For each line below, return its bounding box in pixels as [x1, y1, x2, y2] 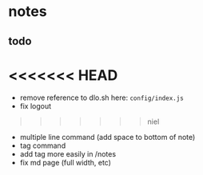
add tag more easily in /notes [19, 149, 117, 158]
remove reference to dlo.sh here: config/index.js [19, 93, 184, 102]
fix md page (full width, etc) [19, 157, 112, 167]
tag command [19, 141, 66, 150]
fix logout [19, 101, 52, 110]
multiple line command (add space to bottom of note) [19, 132, 196, 141]
